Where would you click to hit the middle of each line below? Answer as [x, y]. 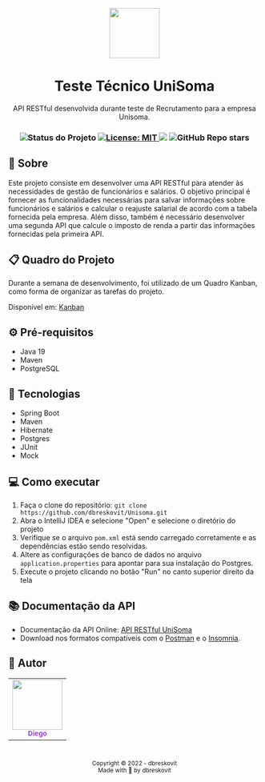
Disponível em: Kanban [46, 307]
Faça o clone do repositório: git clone [83, 505]
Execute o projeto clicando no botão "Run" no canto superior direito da [137, 571]
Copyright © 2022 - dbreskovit [135, 763]
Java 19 [32, 351]
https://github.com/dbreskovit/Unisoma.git [94, 512]
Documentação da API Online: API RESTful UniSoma [106, 629]
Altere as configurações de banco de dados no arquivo [111, 554]
